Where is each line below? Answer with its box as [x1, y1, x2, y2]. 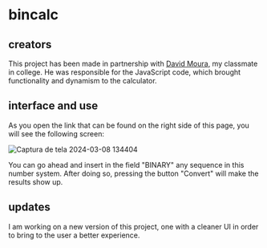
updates [8, 201, 51, 214]
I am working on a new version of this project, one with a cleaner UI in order [8, 222, 259, 231]
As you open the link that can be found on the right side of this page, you [8, 120, 250, 130]
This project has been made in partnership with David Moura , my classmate [8, 59, 258, 68]
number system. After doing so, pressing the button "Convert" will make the [8, 169, 259, 178]
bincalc [8, 6, 59, 24]
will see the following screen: [8, 128, 104, 138]
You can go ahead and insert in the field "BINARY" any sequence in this [8, 160, 245, 169]
